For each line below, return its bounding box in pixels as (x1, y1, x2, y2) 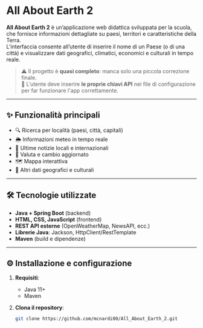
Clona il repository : (14, 304, 65, 312)
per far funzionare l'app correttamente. (21, 87, 119, 94)
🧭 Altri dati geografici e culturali (14, 166, 94, 173)
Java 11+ (24, 286, 46, 294)
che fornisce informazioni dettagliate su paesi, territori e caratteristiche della (6, 30, 197, 37)
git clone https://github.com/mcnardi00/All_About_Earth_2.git (14, 316, 178, 322)
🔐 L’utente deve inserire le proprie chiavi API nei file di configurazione (21, 80, 196, 88)
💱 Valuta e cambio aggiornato (14, 151, 89, 158)
